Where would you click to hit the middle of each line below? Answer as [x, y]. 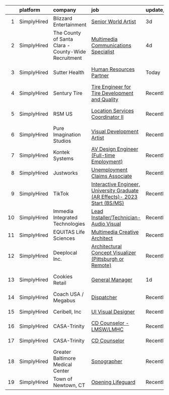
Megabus [64, 300]
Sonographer [107, 361]
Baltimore [64, 358]
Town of [63, 379]
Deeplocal [65, 253]
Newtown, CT [69, 385]
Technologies [69, 224]
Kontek [61, 152]
